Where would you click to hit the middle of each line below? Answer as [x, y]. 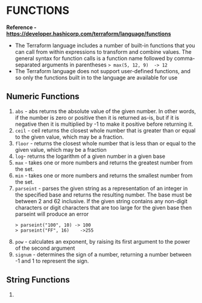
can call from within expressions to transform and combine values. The [103, 51]
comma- [185, 58]
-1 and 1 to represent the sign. [52, 261]
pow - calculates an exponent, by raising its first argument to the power [103, 241]
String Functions [38, 280]
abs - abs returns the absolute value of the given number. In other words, [105, 111]
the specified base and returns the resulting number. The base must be [103, 195]
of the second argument [45, 248]
